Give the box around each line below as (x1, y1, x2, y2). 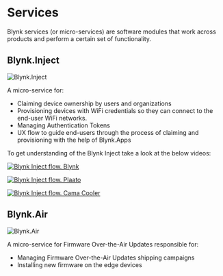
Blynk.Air (7, 209, 48, 221)
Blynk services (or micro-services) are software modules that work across (7, 27, 217, 36)
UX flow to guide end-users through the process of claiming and (16, 128, 199, 136)
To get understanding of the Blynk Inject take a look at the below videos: (7, 149, 211, 157)
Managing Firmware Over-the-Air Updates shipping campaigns (16, 253, 195, 262)
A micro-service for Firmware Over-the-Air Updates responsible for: (7, 240, 199, 248)
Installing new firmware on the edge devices (16, 260, 142, 268)
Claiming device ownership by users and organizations (16, 99, 172, 108)
